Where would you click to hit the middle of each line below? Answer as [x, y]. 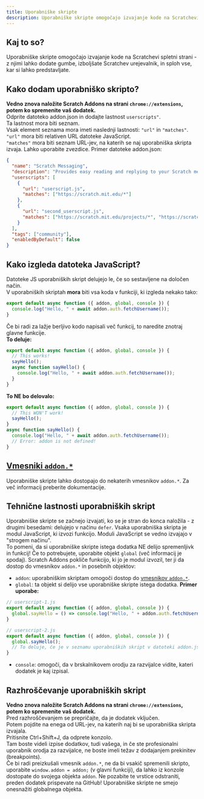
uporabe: [27, 591]
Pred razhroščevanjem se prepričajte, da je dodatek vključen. [83, 718]
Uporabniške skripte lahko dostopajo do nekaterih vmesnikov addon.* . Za [98, 481]
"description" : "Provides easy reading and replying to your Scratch [101, 171]
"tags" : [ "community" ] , [42, 234]
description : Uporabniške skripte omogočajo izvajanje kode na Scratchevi [103, 18]
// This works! [31, 356]
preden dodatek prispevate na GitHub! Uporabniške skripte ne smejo [92, 783]
